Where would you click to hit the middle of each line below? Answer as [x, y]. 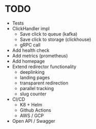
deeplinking [32, 72]
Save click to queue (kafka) [49, 34]
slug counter [33, 94]
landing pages [35, 77]
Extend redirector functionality [44, 67]
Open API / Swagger [34, 121]
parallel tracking [37, 88]
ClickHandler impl [31, 28]
